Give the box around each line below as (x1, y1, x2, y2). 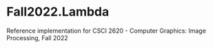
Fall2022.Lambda (6, 4, 110, 20)
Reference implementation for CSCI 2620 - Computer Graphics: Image (6, 27, 206, 35)
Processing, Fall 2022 (6, 33, 68, 42)
